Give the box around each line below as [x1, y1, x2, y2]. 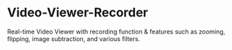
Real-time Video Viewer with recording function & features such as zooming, [7, 27, 226, 36]
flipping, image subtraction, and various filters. [7, 34, 141, 42]
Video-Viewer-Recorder [7, 5, 149, 21]
